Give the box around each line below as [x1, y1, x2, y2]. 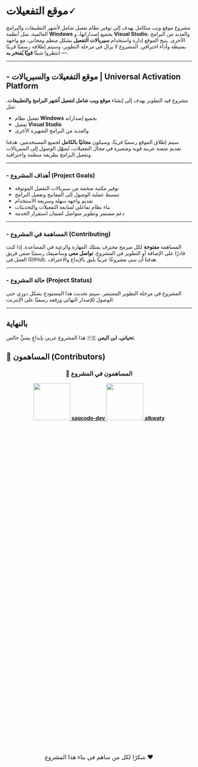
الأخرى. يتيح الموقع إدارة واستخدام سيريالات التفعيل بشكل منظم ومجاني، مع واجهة [6, 37, 186, 44]
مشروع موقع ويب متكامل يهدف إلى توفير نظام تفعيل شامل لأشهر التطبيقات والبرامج [6, 24, 190, 31]
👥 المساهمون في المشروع [65, 369, 133, 377]
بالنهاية [6, 319, 28, 329]
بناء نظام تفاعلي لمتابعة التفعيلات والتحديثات [14, 204, 111, 211]
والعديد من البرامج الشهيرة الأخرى [14, 127, 90, 134]
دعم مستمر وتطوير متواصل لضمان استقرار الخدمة [14, 210, 125, 217]
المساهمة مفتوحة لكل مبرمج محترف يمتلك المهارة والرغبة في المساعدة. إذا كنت [6, 243, 181, 250]
